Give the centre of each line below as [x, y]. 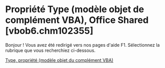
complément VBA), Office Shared [77, 20]
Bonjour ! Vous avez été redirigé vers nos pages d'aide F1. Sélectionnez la [82, 45]
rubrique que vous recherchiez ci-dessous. [50, 50]
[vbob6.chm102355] [49, 31]
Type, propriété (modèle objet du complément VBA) [59, 60]
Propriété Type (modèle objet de [75, 9]
